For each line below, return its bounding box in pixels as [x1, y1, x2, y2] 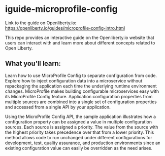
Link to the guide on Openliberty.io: [5, 20, 77, 26]
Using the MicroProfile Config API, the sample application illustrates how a [5, 114, 156, 119]
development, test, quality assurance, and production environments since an [5, 140, 161, 146]
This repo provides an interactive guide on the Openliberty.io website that [5, 35, 154, 40]
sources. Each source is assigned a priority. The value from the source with [5, 124, 159, 130]
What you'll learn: [5, 59, 61, 68]
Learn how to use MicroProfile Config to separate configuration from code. [5, 73, 157, 78]
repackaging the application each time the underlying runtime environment [5, 83, 157, 89]
